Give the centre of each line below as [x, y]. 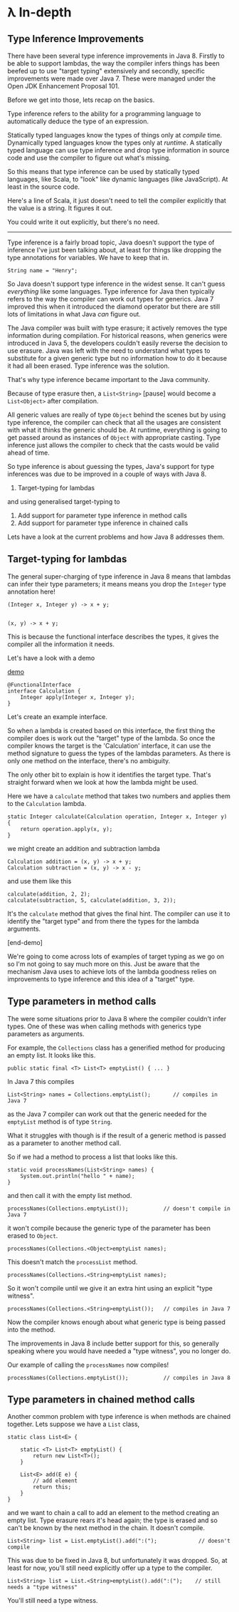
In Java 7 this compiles [41, 1081]
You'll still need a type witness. [53, 1601]
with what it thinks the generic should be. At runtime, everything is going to [117, 430]
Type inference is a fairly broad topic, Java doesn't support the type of [111, 242]
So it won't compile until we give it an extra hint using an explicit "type [110, 1288]
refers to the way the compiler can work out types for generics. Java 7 [111, 299]
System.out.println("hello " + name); [78, 1176]
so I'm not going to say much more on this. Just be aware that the [104, 963]
